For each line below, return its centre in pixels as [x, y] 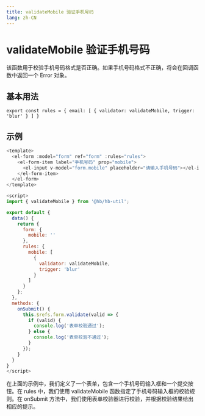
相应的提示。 [22, 407]
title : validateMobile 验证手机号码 [50, 12]
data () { [23, 218]
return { [28, 224]
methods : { [26, 303]
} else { [39, 332]
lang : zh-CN [21, 18]
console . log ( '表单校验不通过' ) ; [71, 337]
